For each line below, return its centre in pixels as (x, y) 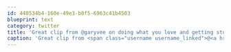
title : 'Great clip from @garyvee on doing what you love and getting (110, 32)
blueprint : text (30, 20)
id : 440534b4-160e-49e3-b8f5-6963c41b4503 (69, 13)
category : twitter (33, 26)
